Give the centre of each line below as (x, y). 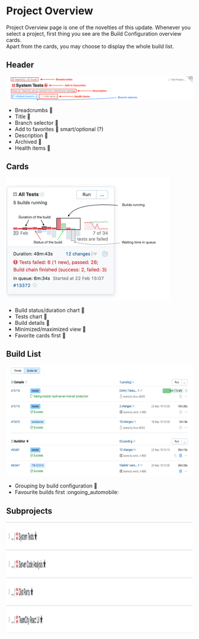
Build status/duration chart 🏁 (49, 310)
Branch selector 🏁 (36, 122)
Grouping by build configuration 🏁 (56, 486)
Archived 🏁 (28, 141)
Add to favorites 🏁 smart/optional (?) (59, 129)
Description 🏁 (31, 135)
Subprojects (29, 511)
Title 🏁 (23, 116)
